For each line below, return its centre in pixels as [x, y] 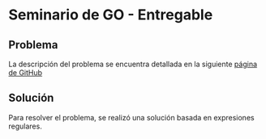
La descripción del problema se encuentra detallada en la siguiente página [133, 64]
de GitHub [26, 73]
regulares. [25, 126]
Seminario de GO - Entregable [111, 15]
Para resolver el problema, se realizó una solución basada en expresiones [131, 117]
